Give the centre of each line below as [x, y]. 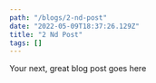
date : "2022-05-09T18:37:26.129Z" [75, 26]
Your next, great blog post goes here [78, 69]
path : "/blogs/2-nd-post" [58, 18]
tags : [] [26, 43]
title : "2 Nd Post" [46, 34]
